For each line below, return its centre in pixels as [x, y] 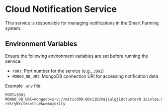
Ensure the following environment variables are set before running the [77, 56]
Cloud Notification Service [61, 9]
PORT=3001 [15, 95]
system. [13, 28]
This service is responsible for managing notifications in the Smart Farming [82, 23]
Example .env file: [23, 86]
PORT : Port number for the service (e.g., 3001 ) [58, 71]
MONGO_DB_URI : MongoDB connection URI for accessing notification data [85, 76]
